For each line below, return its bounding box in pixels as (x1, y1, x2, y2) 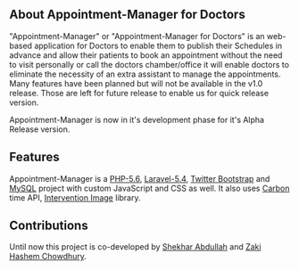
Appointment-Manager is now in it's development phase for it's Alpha (9, 114, 265, 125)
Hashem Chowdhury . (9, 251, 87, 262)
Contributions (9, 218, 88, 233)
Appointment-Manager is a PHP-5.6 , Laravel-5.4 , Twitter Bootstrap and (9, 173, 270, 184)
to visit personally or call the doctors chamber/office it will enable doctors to (9, 59, 290, 70)
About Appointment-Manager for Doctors (9, 7, 245, 22)
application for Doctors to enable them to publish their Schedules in (34, 40, 283, 51)
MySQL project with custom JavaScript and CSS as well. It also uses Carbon (9, 183, 290, 193)
